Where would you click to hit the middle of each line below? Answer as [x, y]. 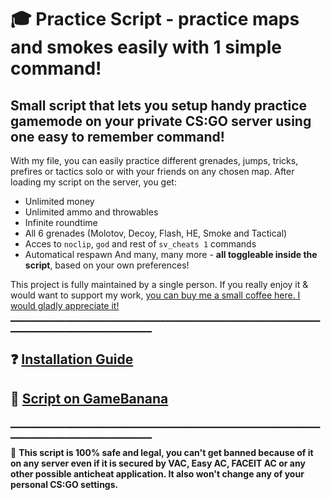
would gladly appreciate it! [65, 305]
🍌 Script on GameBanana [89, 398]
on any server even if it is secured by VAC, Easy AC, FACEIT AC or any [158, 463]
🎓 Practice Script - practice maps [155, 19]
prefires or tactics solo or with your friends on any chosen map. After [152, 171]
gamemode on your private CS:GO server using [161, 121]
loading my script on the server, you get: [93, 182]
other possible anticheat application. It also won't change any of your [157, 474]
